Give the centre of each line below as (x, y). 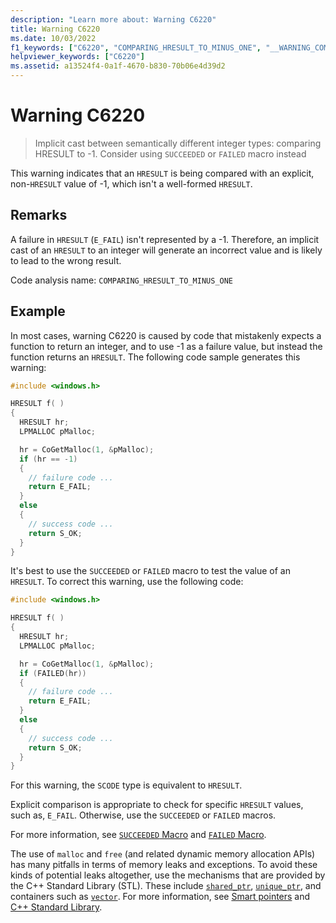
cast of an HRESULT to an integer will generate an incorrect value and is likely (166, 250)
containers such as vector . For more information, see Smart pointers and (160, 897)
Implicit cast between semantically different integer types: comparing (178, 143)
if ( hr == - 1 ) (48, 459)
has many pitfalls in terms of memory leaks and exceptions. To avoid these (164, 865)
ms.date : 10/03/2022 (53, 38)
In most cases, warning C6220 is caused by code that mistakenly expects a (166, 335)
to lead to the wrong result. (66, 260)
